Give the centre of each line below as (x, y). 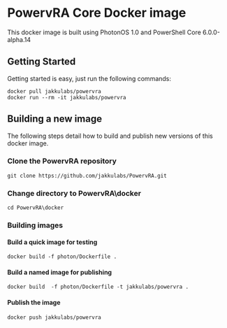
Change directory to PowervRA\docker (74, 193)
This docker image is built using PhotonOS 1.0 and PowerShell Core (104, 32)
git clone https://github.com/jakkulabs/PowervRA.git (87, 176)
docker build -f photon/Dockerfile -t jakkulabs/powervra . (98, 287)
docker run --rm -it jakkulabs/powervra (67, 97)
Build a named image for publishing (60, 272)
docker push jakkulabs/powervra (54, 317)
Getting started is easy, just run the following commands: (89, 78)
